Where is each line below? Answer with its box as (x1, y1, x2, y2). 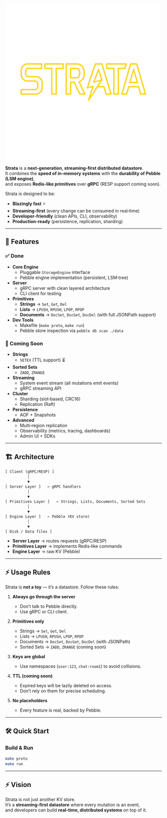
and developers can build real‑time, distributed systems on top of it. (5, 807, 147, 813)
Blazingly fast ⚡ (12, 201, 46, 207)
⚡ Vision (5, 781, 31, 789)
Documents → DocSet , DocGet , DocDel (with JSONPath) (19, 638, 131, 644)
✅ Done (5, 253, 24, 260)
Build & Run (5, 744, 34, 751)
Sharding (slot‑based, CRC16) (19, 396, 81, 402)
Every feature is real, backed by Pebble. (19, 707, 102, 713)
